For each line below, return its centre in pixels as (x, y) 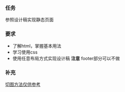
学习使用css (25, 52)
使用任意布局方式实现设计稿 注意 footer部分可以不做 (66, 58)
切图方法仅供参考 (23, 84)
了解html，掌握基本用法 (37, 45)
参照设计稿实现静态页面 (29, 20)
